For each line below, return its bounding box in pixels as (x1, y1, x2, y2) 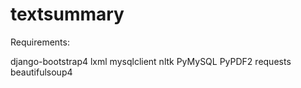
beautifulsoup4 (10, 66, 73, 78)
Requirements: (10, 36, 70, 48)
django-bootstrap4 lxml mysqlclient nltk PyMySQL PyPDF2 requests (10, 55, 292, 67)
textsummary (10, 3, 125, 26)
